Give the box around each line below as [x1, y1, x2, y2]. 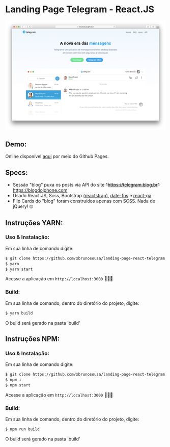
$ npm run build [5, 427, 40, 432]
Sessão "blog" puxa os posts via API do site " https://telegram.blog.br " [12, 182, 160, 188]
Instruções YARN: [5, 218, 63, 227]
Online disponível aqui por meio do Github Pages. [5, 153, 109, 160]
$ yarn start [5, 267, 33, 272]
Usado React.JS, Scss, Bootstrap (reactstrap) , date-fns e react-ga [12, 193, 152, 199]
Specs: [5, 168, 28, 177]
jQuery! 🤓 [12, 203, 33, 209]
